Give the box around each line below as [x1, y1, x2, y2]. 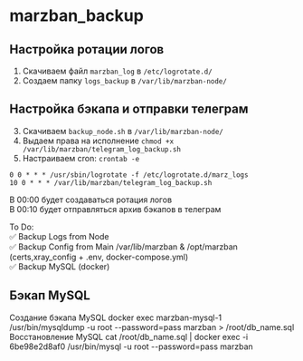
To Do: [9, 221, 34, 232]
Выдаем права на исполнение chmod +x [22, 135, 175, 146]
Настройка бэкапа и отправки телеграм [9, 102, 249, 117]
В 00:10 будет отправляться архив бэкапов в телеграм [9, 203, 222, 214]
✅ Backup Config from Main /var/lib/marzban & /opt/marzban [9, 241, 238, 252]
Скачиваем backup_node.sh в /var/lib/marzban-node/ [22, 125, 224, 136]
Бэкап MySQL [9, 288, 90, 304]
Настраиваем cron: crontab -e [22, 152, 140, 163]
